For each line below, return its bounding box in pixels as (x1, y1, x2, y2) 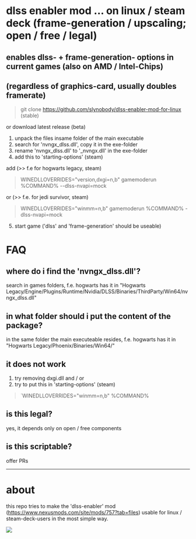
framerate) (6, 90, 46, 100)
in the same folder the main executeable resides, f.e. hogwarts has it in (6, 336, 176, 343)
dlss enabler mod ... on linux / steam (6, 4, 185, 18)
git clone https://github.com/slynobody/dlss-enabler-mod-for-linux (20, 106, 182, 113)
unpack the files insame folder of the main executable (14, 135, 144, 142)
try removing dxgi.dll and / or (14, 375, 85, 382)
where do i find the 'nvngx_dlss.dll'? (6, 266, 141, 276)
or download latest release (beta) (6, 123, 86, 131)
